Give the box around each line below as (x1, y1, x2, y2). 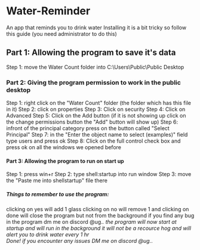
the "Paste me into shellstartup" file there (6, 177, 107, 184)
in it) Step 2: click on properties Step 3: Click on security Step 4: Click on (6, 106, 186, 113)
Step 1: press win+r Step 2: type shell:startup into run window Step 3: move (6, 171, 192, 178)
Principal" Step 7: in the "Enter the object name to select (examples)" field (6, 131, 188, 138)
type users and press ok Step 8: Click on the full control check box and (6, 137, 181, 144)
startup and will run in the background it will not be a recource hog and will (6, 225, 192, 232)
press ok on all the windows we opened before (6, 144, 121, 151)
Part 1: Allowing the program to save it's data (6, 48, 176, 58)
